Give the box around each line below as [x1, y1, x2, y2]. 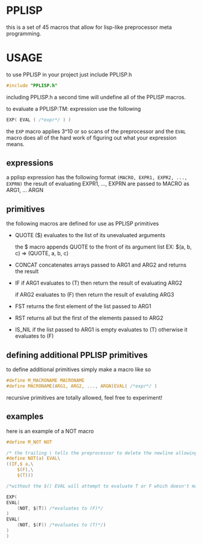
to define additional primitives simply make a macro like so [6, 366, 151, 373]
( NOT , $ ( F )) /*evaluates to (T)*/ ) [17, 522, 106, 528]
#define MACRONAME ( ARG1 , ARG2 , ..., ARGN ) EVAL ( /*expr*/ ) [6, 383, 158, 389]
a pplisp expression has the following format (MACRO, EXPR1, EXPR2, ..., [6, 174, 188, 181]
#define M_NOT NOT [6, 439, 52, 445]
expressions [6, 158, 54, 168]
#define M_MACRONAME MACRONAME [6, 377, 85, 384]
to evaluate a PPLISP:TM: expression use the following [6, 105, 141, 112]
